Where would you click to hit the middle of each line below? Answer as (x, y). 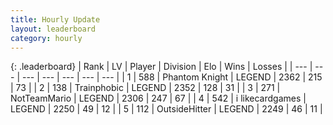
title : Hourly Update (55, 19)
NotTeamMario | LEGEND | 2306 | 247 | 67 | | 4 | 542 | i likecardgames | (158, 98)
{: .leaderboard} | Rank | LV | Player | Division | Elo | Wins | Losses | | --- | (161, 67)
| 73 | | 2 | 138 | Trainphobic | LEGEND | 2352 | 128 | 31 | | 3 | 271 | (145, 88)
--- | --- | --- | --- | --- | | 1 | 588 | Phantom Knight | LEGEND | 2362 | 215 (172, 77)
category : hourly (46, 38)
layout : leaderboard (53, 29)
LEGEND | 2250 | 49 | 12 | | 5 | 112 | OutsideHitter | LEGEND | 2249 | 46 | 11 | (166, 109)
